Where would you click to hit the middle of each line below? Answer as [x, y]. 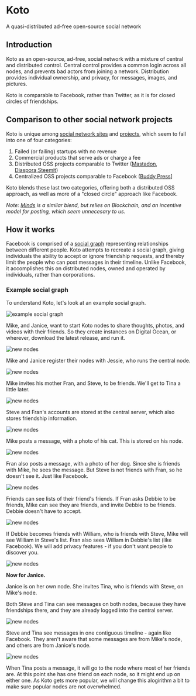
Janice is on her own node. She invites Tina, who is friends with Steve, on [95, 586]
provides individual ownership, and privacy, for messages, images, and [92, 77]
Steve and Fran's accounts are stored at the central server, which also [90, 412]
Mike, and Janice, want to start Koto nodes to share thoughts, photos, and [95, 325]
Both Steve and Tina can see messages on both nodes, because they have [96, 604]
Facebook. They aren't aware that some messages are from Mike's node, [94, 639]
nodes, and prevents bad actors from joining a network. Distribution [88, 71]
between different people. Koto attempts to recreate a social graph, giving [95, 250]
